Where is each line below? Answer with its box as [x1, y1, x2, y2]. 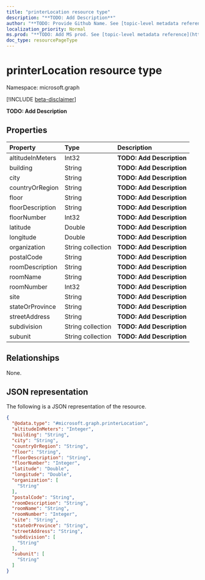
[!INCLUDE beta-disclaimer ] [6, 95, 76, 103]
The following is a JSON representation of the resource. [6, 403, 146, 410]
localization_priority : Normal [6, 26, 86, 32]
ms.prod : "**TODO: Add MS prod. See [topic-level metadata [6, 32, 160, 38]
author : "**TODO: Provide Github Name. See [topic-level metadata [6, 20, 179, 26]
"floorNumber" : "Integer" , [12, 460, 81, 466]
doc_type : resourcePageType [6, 37, 78, 43]
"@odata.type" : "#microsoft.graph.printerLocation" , [12, 421, 149, 427]
